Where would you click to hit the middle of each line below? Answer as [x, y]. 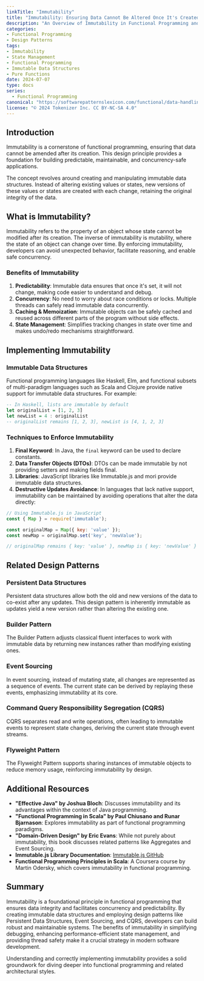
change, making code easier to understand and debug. [84, 293]
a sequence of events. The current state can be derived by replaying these [100, 686]
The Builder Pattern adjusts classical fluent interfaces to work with [89, 637]
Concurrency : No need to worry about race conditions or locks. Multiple [106, 299]
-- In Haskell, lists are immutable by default [68, 405]
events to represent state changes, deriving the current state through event [100, 728]
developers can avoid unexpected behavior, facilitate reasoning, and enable [101, 251]
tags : [13, 46]
